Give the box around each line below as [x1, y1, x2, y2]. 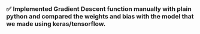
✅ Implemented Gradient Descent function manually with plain [6, 5, 192, 13]
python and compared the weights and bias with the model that [6, 12, 194, 20]
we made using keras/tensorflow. [6, 20, 106, 28]
